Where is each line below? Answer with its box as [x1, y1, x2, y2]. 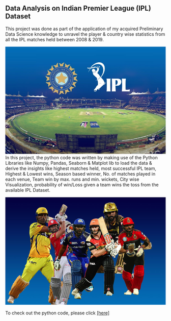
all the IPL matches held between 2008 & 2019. [5, 36, 104, 42]
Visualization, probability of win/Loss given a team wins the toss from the [5, 182, 159, 188]
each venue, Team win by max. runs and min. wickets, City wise [5, 176, 139, 183]
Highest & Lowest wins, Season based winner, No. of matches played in [5, 171, 156, 177]
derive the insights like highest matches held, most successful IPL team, [5, 165, 157, 171]
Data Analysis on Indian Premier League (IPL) [5, 4, 151, 13]
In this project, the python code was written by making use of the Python [5, 155, 158, 161]
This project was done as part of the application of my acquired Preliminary [5, 26, 163, 32]
